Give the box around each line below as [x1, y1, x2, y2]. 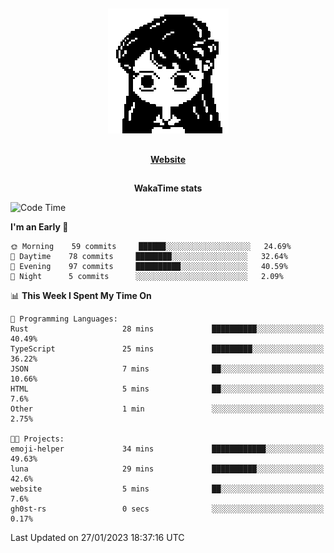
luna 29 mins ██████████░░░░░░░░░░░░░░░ [10, 464, 325, 474]
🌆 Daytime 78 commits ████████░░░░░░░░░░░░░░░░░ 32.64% [10, 252, 288, 262]
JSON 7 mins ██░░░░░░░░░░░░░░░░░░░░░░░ [10, 364, 325, 374]
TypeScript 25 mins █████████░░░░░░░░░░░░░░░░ [10, 344, 325, 354]
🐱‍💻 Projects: [10, 434, 65, 444]
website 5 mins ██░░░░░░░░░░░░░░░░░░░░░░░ [10, 484, 325, 494]
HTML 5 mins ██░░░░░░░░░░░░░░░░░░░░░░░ [10, 384, 325, 394]
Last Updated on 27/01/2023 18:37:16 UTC [10, 532, 185, 544]
